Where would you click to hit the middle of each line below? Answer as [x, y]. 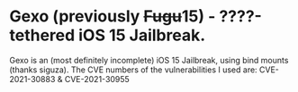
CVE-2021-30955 [97, 79]
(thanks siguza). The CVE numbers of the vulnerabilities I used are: [134, 70]
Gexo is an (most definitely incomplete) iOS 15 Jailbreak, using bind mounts [149, 60]
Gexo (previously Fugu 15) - [113, 17]
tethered [42, 35]
